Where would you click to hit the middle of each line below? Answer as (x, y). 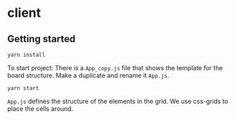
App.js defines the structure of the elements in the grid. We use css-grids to (118, 101)
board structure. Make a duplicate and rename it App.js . (88, 75)
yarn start (23, 88)
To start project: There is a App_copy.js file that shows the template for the (115, 68)
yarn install (26, 55)
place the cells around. (40, 109)
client (24, 13)
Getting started (42, 39)
